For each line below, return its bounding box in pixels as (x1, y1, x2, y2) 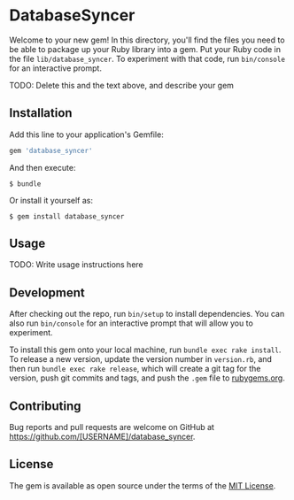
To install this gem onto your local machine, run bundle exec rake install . (9, 344, 282, 355)
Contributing (9, 398, 81, 413)
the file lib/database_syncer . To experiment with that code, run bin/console (9, 53, 286, 64)
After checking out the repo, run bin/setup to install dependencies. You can (9, 309, 285, 319)
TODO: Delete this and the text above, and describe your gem (9, 80, 235, 90)
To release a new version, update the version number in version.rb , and (9, 354, 273, 365)
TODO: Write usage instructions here (9, 259, 143, 270)
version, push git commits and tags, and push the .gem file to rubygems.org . (9, 373, 286, 383)
